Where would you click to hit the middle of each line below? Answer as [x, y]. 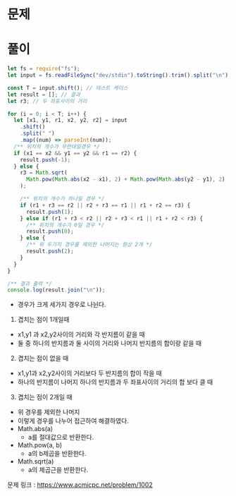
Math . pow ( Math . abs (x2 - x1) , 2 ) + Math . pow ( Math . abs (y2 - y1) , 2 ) [125, 180]
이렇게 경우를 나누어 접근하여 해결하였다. [73, 421]
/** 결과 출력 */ [30, 284]
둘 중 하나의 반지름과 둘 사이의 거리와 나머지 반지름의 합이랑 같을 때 [110, 344]
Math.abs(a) [35, 429]
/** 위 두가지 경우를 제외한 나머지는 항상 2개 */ [89, 245]
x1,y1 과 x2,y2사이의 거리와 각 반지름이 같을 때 [81, 334]
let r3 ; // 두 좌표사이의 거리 [47, 101]
